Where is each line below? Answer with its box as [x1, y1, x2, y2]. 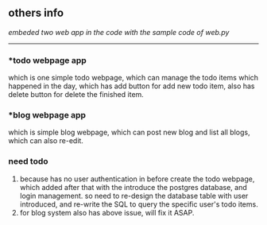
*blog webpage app [8, 110, 86, 121]
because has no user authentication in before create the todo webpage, [19, 174, 255, 184]
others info [8, 6, 64, 20]
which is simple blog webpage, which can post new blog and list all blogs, [8, 127, 250, 138]
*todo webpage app [8, 55, 87, 66]
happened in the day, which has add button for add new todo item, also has [8, 81, 255, 91]
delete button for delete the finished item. [8, 90, 145, 99]
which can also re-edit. [8, 136, 83, 145]
